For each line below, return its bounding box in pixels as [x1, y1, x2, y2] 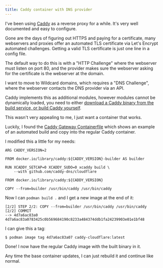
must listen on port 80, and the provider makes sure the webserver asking [5, 65, 153, 71]
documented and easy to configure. [5, 25, 77, 32]
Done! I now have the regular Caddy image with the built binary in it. [5, 243, 141, 249]
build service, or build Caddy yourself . [5, 105, 82, 111]
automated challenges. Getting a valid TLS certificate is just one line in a [5, 45, 150, 51]
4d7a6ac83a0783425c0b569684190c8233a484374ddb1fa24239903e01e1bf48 [5, 217, 145, 222]
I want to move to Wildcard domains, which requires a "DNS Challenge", [5, 80, 149, 86]
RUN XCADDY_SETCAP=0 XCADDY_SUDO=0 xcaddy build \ [5, 165, 110, 170]
